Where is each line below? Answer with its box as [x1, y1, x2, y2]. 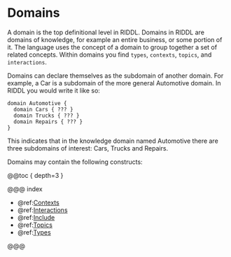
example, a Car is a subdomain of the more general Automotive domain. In [7, 78, 222, 87]
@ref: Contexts [17, 198, 59, 207]
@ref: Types [17, 228, 51, 236]
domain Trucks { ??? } [13, 112, 80, 119]
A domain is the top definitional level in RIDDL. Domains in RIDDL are [7, 28, 205, 36]
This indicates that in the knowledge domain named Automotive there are [7, 137, 218, 145]
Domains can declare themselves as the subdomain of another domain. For [7, 71, 224, 80]
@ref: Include [17, 213, 55, 221]
